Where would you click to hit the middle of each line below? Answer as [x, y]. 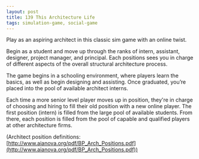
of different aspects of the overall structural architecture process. [87, 64]
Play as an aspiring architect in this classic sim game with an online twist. [97, 40]
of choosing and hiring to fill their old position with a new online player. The [99, 106]
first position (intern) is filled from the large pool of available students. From [99, 113]
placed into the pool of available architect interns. [67, 88]
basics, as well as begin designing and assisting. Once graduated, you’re [96, 82]
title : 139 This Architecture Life [51, 17]
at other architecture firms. [39, 126]
